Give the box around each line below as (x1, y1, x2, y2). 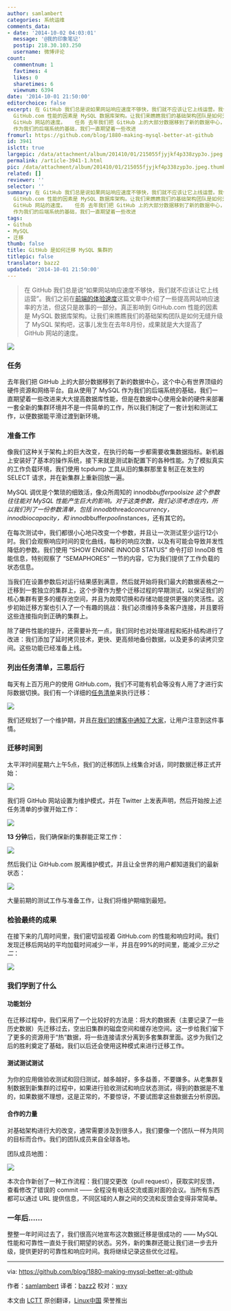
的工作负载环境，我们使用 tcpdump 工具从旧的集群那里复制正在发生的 (7, 465, 205, 473)
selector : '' (7, 183, 45, 190)
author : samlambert (7, 10, 63, 17)
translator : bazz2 (7, 259, 60, 266)
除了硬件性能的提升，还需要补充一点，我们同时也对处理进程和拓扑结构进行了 (7, 627, 224, 635)
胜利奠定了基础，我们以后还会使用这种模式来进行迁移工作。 (19, 1042, 188, 1050)
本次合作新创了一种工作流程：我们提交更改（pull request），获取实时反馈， (7, 1177, 219, 1185)
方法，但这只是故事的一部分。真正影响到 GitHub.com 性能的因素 (36, 303, 219, 311)
